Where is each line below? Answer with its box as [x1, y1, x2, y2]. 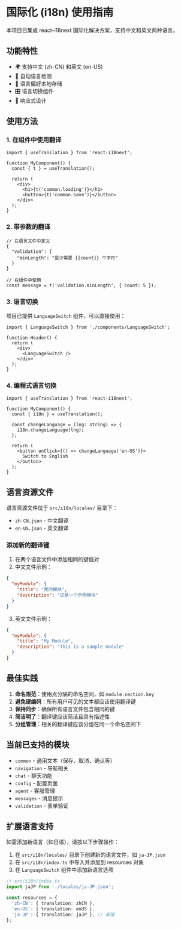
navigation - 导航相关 [14, 764, 69, 771]
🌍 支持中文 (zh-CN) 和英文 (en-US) [14, 63, 103, 70]
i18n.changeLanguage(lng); [17, 427, 85, 433]
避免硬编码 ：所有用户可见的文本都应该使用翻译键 [14, 698, 136, 705]
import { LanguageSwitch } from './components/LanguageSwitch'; [6, 325, 170, 331]
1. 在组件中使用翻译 [6, 136, 62, 144]
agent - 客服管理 [14, 787, 55, 794]
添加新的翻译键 [6, 541, 50, 550]
